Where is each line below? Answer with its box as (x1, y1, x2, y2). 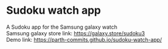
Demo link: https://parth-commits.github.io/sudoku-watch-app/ (6, 36, 163, 43)
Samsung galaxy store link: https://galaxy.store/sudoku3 (6, 29, 145, 36)
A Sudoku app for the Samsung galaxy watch (6, 23, 118, 30)
